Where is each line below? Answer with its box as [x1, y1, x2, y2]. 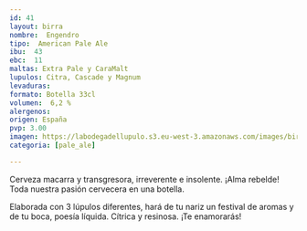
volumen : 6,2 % [9, 98, 71, 108]
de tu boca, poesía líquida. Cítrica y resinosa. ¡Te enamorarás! [9, 211, 242, 222]
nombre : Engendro [9, 30, 79, 39]
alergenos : [9, 107, 51, 116]
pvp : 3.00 [9, 124, 48, 133]
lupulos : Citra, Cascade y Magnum [9, 73, 142, 82]
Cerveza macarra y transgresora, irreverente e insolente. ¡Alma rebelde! [9, 173, 281, 184]
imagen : [9, 132, 39, 142]
